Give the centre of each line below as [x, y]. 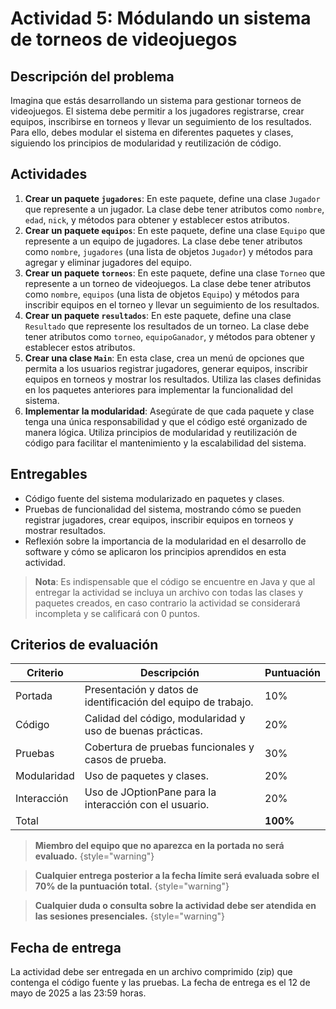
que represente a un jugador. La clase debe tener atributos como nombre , [174, 209]
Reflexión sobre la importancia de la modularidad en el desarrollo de [165, 541]
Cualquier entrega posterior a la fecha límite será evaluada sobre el [177, 876]
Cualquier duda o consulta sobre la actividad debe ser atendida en [175, 906]
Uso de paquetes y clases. [146, 776]
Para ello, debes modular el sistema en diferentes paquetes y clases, [152, 132]
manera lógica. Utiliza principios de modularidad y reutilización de [161, 432]
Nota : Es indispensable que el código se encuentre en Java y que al [175, 581]
